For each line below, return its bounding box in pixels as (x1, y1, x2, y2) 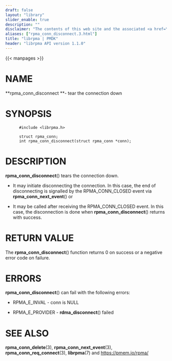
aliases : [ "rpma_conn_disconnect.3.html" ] (5, 31, 97, 36)
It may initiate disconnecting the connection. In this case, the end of (12, 182, 156, 188)
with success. (12, 214, 42, 220)
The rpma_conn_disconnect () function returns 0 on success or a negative (5, 249, 163, 255)
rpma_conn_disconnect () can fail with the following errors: (5, 290, 131, 296)
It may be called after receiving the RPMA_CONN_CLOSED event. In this (12, 203, 164, 210)
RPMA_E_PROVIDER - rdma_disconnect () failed (12, 309, 114, 316)
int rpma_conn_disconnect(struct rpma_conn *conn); (18, 138, 132, 144)
